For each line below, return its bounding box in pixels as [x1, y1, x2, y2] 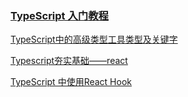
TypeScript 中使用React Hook [10, 76, 132, 88]
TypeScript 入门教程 [10, 8, 109, 22]
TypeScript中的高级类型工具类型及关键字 [10, 33, 178, 46]
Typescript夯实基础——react [10, 55, 128, 67]
